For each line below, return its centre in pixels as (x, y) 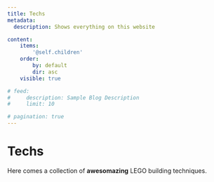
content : (20, 39)
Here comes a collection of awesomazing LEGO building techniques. (107, 170)
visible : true (40, 78)
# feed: (19, 91)
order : (29, 59)
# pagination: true (36, 117)
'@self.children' (58, 52)
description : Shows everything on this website (85, 27)
